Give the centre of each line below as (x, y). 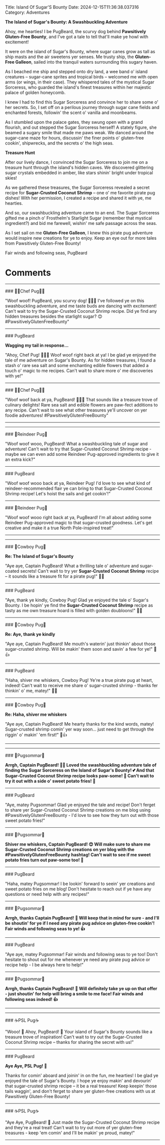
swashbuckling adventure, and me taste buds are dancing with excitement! (81, 306)
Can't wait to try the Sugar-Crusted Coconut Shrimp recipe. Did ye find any (81, 311)
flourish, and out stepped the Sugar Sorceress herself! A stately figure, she (81, 127)
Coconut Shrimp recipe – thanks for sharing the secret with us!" (69, 1042)
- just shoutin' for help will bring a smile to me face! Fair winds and (74, 994)
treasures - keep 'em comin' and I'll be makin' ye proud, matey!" (70, 1133)
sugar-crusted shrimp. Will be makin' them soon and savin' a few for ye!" (79, 649)
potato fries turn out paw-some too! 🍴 (44, 860)
